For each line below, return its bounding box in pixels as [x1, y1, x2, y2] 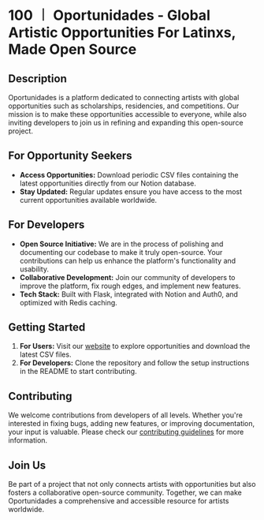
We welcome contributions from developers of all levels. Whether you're [8, 410, 243, 420]
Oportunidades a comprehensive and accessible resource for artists [8, 496, 229, 506]
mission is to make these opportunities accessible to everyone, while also [8, 110, 247, 118]
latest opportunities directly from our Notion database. [19, 178, 197, 188]
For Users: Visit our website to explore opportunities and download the [19, 342, 251, 351]
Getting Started [8, 320, 86, 335]
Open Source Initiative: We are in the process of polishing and [19, 239, 224, 249]
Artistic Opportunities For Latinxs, [8, 24, 236, 42]
